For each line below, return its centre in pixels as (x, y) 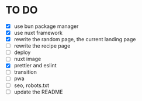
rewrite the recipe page (42, 46)
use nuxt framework (38, 33)
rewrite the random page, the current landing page (75, 39)
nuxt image (27, 59)
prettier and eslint (35, 66)
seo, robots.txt (32, 85)
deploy (22, 52)
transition (25, 72)
